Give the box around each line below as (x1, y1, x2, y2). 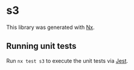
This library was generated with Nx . (6, 24, 95, 31)
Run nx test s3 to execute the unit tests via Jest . (6, 57, 129, 64)
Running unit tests (6, 41, 77, 51)
